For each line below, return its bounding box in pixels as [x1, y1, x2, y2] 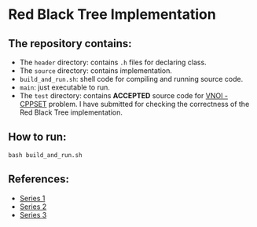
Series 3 [19, 210, 47, 219]
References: [8, 173, 69, 186]
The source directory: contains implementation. [19, 66, 173, 75]
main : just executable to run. [19, 82, 110, 92]
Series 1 [19, 193, 46, 203]
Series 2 [19, 202, 47, 211]
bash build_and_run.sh [8, 151, 83, 159]
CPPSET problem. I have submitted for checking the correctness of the [19, 100, 250, 108]
